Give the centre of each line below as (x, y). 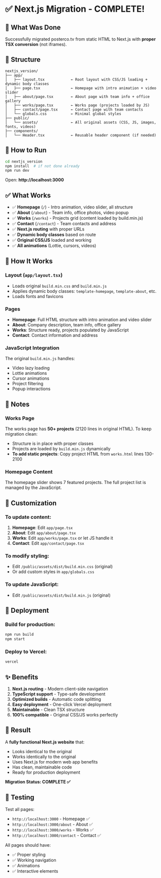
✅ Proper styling (29, 855)
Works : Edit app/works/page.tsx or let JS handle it (63, 538)
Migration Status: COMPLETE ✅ (38, 782)
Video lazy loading (31, 368)
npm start (15, 639)
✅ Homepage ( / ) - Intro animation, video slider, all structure (72, 207)
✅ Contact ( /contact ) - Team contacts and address (64, 224)
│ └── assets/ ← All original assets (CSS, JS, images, (81, 122)
